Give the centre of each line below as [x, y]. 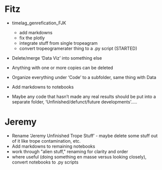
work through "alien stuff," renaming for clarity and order [70, 151]
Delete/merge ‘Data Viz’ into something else [57, 58]
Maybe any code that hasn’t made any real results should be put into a [84, 96]
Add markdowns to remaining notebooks [53, 146]
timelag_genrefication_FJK [39, 23]
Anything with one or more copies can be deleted [62, 68]
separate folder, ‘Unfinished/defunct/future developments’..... [75, 102]
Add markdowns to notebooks [43, 87]
